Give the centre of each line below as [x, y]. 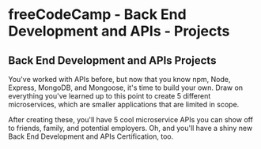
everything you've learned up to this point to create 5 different [110, 96]
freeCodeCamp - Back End [98, 15]
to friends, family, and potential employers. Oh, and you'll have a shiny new [130, 128]
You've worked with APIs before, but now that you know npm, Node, [119, 79]
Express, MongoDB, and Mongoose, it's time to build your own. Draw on [126, 88]
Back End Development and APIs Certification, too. [91, 136]
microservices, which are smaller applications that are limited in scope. [124, 104]
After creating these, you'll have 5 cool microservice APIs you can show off [130, 119]
